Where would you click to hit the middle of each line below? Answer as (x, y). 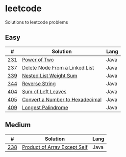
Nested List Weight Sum (50, 76)
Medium (18, 125)
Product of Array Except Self (55, 147)
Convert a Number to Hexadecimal (62, 100)
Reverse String (39, 83)
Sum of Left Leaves (44, 91)
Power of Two (38, 59)
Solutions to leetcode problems (37, 22)
